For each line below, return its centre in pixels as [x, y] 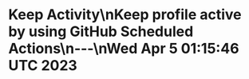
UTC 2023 [43, 66]
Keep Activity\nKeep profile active [125, 15]
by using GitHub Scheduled [101, 32]
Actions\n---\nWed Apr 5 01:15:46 [124, 49]
